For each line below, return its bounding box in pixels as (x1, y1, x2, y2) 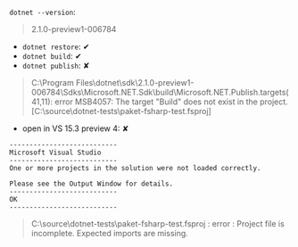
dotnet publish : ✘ (21, 61, 90, 70)
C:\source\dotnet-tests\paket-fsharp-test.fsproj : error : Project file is (30, 218, 286, 229)
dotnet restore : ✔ (21, 41, 90, 52)
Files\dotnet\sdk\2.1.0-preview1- (75, 78, 195, 87)
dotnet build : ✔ (21, 51, 82, 61)
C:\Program (30, 78, 74, 87)
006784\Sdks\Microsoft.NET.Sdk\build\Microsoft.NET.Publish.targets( (30, 87, 289, 97)
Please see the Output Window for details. (9, 179, 174, 188)
